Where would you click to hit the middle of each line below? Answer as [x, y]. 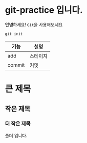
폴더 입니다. [16, 135]
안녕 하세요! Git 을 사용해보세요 [34, 25]
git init [14, 34]
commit [16, 65]
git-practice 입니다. [44, 10]
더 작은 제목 [18, 124]
